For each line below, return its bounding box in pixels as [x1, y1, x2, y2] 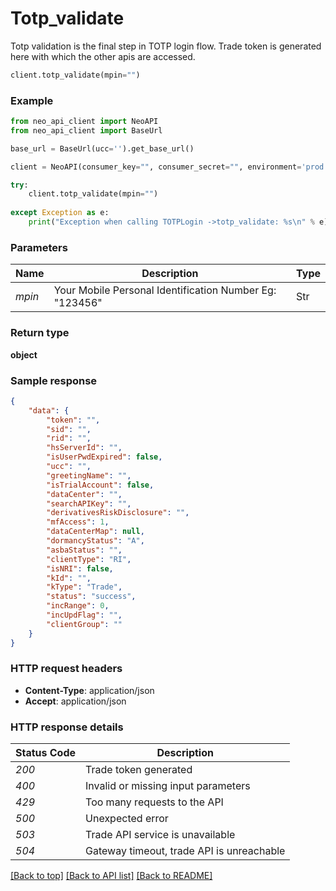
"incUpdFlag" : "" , [46, 610, 123, 620]
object [10, 348, 38, 361]
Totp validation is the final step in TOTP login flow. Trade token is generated [10, 40, 322, 52]
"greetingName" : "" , [46, 470, 132, 481]
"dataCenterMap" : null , [46, 527, 145, 537]
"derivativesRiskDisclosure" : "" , [46, 508, 190, 518]
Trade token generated [85, 763, 193, 777]
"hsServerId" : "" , [46, 443, 123, 453]
